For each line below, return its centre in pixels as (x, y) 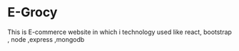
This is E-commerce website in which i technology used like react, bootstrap (119, 32)
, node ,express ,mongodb (46, 39)
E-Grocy (32, 12)
